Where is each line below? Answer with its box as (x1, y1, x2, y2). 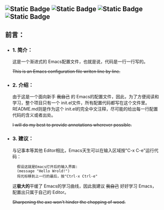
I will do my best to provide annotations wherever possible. (12, 122, 132, 128)
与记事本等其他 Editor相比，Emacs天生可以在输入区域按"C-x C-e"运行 (12, 147, 154, 153)
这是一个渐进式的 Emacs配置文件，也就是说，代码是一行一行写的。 (12, 59, 148, 64)
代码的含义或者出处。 (12, 112, 56, 118)
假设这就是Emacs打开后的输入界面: (17, 164, 78, 169)
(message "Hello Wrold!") (17, 168, 70, 174)
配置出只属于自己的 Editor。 (12, 189, 69, 195)
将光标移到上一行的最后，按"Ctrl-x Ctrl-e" (17, 174, 98, 179)
